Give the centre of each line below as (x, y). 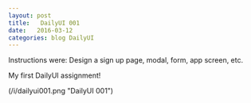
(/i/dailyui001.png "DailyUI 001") (61, 91)
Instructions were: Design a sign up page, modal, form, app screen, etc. (126, 60)
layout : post (30, 15)
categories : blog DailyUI (51, 38)
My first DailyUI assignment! (55, 75)
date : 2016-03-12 (41, 30)
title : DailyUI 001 (44, 23)
